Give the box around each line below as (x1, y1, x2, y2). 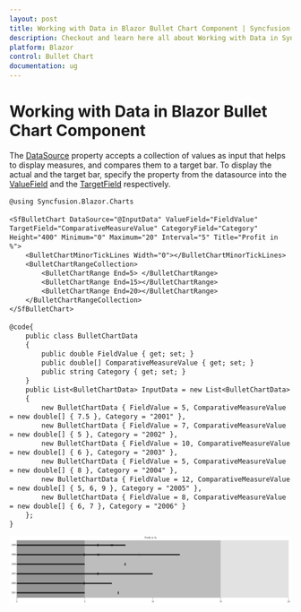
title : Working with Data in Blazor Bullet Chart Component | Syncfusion (9, 23, 291, 33)
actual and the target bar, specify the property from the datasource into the (9, 168, 287, 179)
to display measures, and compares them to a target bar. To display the (9, 159, 272, 170)
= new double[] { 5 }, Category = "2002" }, (9, 430, 178, 439)
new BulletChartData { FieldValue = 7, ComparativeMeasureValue (41, 421, 287, 430)
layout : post (9, 14, 58, 23)
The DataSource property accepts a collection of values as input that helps (9, 150, 287, 160)
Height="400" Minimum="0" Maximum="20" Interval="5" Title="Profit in (9, 233, 279, 242)
